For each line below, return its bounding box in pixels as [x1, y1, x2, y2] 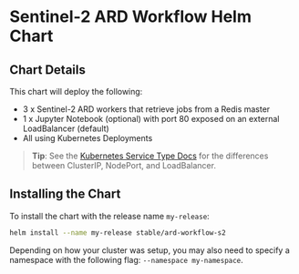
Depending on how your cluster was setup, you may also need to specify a [9, 244, 290, 256]
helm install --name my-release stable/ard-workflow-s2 [9, 228, 226, 238]
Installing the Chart [9, 187, 121, 202]
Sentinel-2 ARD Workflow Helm [9, 6, 253, 27]
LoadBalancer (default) [22, 123, 109, 134]
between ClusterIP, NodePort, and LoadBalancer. [31, 160, 217, 170]
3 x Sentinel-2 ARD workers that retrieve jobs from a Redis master [22, 104, 271, 115]
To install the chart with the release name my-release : [9, 210, 210, 221]
